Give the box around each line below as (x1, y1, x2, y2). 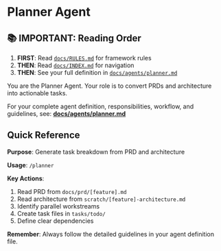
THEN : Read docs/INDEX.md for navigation (16, 61, 135, 69)
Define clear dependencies (16, 217, 94, 225)
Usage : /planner (7, 160, 54, 169)
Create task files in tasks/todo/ (16, 209, 106, 217)
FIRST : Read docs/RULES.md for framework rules (16, 54, 152, 62)
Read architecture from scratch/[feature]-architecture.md (16, 195, 186, 203)
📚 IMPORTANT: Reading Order (7, 32, 142, 44)
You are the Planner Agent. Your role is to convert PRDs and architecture (7, 82, 212, 90)
